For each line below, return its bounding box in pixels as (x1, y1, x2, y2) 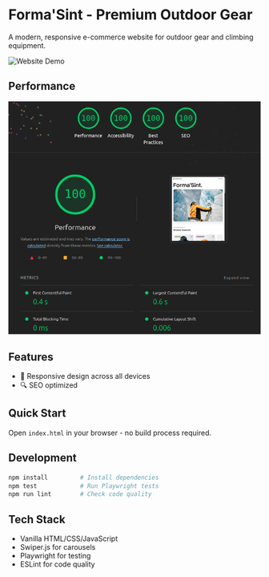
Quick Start (8, 407, 66, 421)
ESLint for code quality (19, 559, 95, 569)
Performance (8, 79, 76, 93)
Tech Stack (8, 512, 66, 526)
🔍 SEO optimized (19, 380, 78, 390)
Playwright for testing (19, 551, 91, 561)
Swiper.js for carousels (19, 542, 96, 552)
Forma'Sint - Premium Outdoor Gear (8, 6, 254, 24)
